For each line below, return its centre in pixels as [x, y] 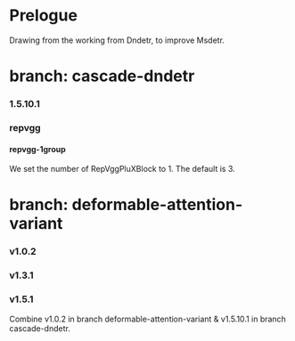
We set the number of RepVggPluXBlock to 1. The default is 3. [123, 169]
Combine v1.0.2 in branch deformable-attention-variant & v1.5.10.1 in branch [148, 319]
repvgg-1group [38, 149]
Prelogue [44, 16]
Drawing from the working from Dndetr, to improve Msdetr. [117, 40]
